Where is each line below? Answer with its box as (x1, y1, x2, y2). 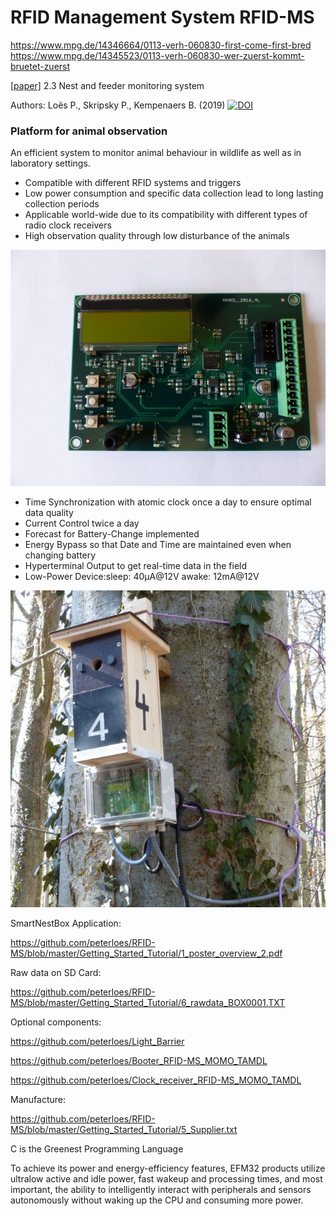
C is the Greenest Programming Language (10, 1143, 184, 1155)
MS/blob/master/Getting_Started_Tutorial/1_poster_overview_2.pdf (10, 947, 283, 960)
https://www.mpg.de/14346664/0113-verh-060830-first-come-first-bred (10, 39, 312, 51)
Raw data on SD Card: (10, 967, 102, 979)
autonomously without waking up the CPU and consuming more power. (10, 1194, 304, 1206)
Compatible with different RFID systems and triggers (24, 177, 242, 189)
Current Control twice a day (24, 517, 140, 530)
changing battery (24, 549, 97, 561)
